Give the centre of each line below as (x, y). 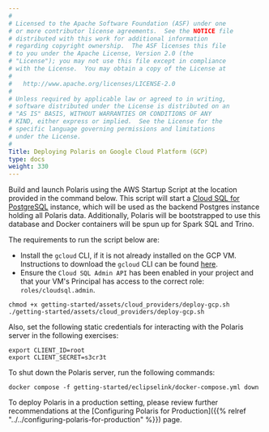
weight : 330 (28, 167)
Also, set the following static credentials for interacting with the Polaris (126, 327)
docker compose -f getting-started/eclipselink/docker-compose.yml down (134, 387)
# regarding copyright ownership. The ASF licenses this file (117, 46)
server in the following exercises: (64, 336)
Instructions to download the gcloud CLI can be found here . (119, 264)
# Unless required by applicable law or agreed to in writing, (117, 99)
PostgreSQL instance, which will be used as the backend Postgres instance (134, 207)
